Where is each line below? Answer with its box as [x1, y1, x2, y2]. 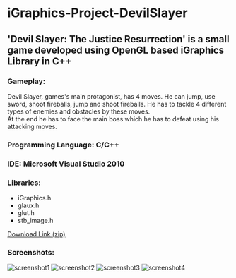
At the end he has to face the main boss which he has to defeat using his [7, 114, 219, 123]
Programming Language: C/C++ [7, 140, 119, 150]
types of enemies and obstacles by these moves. [7, 107, 151, 116]
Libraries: [7, 178, 41, 188]
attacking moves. [7, 122, 58, 131]
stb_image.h [17, 217, 54, 225]
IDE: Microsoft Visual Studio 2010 [7, 159, 125, 169]
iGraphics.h [17, 194, 52, 203]
